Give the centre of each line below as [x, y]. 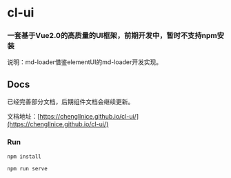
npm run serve [28, 168]
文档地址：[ [23, 117]
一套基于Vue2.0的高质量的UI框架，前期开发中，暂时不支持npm [112, 36]
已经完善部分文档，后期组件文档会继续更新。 [71, 102]
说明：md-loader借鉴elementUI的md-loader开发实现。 [85, 62]
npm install [24, 157]
